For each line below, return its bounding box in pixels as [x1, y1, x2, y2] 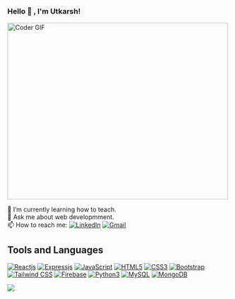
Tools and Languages [7, 244, 104, 256]
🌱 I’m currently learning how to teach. [7, 205, 116, 214]
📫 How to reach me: [7, 221, 68, 229]
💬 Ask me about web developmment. [7, 213, 114, 221]
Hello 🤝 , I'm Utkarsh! [7, 6, 81, 16]
